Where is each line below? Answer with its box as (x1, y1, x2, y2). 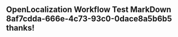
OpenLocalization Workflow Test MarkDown (6, 5, 172, 15)
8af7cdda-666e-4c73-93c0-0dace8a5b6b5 (6, 14, 172, 24)
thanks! (6, 23, 35, 33)
